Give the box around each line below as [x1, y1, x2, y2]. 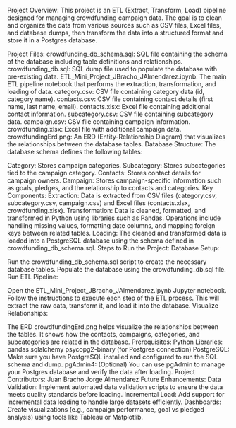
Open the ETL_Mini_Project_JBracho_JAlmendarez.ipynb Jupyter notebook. [7, 287, 227, 294]
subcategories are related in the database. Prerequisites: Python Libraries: [7, 337, 223, 346]
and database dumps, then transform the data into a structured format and [7, 28, 224, 37]
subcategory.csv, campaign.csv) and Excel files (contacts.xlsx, [7, 199, 190, 207]
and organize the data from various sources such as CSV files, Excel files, [7, 21, 222, 29]
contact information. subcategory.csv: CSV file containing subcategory [7, 110, 213, 118]
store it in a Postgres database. [7, 36, 97, 45]
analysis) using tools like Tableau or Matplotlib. [7, 413, 143, 421]
